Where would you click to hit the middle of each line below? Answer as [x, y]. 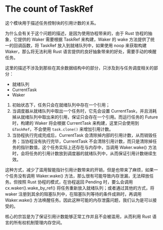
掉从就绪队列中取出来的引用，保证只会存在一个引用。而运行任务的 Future [85, 117]
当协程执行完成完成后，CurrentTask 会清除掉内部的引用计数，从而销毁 [82, 135]
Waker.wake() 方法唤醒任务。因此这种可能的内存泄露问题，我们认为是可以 [79, 200]
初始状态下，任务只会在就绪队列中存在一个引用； [61, 105]
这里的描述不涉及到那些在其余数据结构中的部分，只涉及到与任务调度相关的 [79, 68]
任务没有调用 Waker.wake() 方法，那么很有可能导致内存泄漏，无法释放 [79, 176]
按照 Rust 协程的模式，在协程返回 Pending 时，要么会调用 [75, 182]
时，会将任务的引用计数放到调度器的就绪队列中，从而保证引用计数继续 [82, 153]
